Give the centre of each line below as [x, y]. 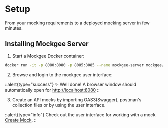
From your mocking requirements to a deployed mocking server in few [77, 23]
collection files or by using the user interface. [59, 105]
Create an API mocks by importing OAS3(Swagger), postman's [77, 100]
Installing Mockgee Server [47, 44]
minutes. [14, 28]
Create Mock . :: [21, 120]
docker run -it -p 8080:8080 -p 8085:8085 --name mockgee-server [74, 65]
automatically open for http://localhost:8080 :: [52, 90]
